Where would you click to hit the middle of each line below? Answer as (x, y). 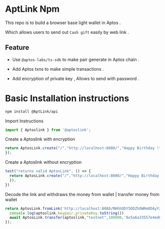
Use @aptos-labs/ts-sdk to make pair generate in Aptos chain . (76, 59)
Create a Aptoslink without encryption (43, 162)
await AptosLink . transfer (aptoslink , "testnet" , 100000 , (67, 218)
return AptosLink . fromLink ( (34, 208)
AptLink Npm (32, 9)
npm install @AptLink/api (31, 112)
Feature (17, 48)
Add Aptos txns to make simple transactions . (58, 69)
